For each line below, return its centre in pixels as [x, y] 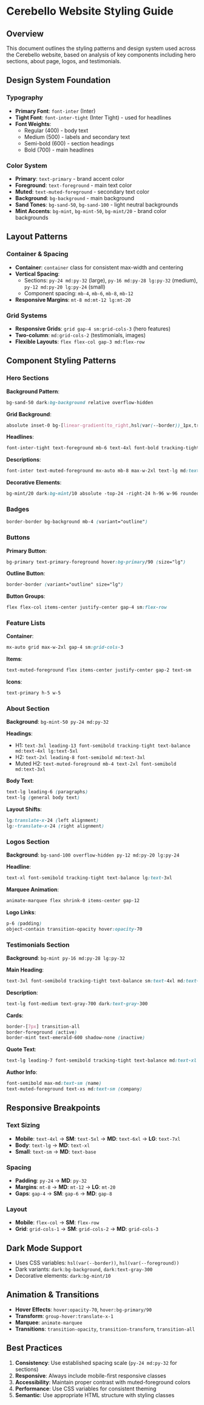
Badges [18, 509]
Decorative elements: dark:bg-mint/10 [63, 1276]
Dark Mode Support [44, 1248]
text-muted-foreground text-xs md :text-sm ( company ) [74, 1089]
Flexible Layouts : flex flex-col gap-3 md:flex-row [80, 342]
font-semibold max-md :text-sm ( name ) [54, 1084]
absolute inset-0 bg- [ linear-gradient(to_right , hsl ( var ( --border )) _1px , [100, 425]
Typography [25, 97]
